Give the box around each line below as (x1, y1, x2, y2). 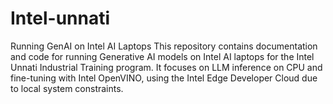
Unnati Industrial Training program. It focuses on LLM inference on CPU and (10, 61, 323, 73)
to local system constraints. (10, 82, 124, 94)
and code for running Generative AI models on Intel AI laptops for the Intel (10, 50, 315, 62)
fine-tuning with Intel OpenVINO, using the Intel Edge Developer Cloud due (10, 72, 318, 84)
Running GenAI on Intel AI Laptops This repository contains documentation (10, 40, 318, 52)
